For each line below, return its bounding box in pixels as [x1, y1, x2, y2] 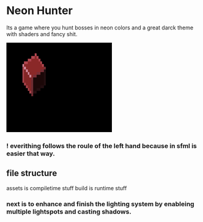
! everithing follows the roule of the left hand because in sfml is [6, 141, 197, 150]
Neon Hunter [6, 4, 73, 18]
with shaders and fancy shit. [6, 30, 78, 37]
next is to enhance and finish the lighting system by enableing [6, 199, 194, 208]
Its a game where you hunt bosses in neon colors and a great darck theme [6, 24, 194, 31]
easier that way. [6, 149, 55, 158]
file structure [6, 168, 57, 179]
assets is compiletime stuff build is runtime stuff [6, 184, 127, 191]
